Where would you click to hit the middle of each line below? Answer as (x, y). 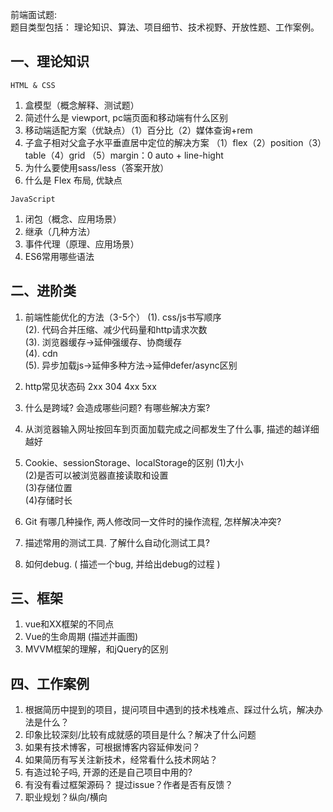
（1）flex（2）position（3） (267, 142)
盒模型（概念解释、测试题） (82, 105)
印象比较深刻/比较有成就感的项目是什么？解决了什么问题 (140, 735)
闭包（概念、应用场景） (73, 219)
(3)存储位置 (48, 487)
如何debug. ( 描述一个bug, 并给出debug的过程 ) (122, 564)
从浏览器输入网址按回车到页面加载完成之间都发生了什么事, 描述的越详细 (172, 429)
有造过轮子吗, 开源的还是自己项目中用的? (108, 772)
